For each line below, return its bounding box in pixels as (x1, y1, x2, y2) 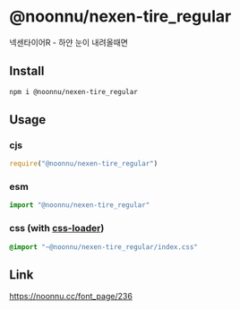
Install (9, 64, 45, 79)
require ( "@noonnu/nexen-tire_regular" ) (9, 159, 159, 168)
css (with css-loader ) (9, 222, 105, 235)
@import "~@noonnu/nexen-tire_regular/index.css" (9, 242, 199, 252)
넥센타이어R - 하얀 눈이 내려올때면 (9, 37, 128, 47)
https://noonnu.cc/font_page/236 (9, 291, 133, 302)
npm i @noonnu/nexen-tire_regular (9, 87, 139, 96)
